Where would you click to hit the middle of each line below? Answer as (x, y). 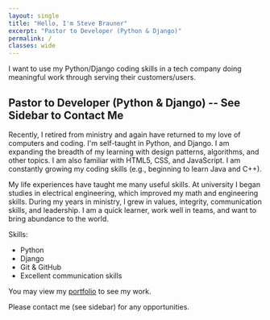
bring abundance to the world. (58, 218)
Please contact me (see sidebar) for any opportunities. (99, 306)
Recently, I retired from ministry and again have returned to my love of (125, 135)
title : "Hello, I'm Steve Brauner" (68, 23)
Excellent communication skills (71, 276)
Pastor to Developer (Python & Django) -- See (125, 103)
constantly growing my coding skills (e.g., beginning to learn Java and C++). (135, 168)
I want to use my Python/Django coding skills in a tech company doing (125, 69)
